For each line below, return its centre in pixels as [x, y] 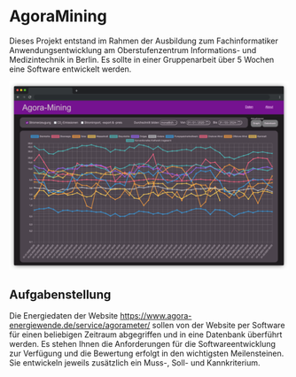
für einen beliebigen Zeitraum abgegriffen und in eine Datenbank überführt [146, 335]
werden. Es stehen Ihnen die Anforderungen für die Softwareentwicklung [143, 344]
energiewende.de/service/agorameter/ [80, 326]
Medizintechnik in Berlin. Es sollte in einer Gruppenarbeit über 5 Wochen [142, 59]
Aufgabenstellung [60, 294]
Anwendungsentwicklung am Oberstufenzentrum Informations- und [133, 50]
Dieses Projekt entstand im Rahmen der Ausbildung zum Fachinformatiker [144, 41]
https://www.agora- [156, 316]
